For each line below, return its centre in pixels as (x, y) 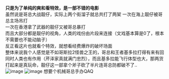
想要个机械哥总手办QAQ (68, 71)
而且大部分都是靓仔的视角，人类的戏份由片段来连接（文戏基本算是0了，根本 (85, 33)
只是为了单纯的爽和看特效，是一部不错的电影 (52, 8)
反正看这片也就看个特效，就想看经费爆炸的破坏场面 (59, 46)
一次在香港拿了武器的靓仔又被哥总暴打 (45, 27)
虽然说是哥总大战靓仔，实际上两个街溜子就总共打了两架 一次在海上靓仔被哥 (84, 14)
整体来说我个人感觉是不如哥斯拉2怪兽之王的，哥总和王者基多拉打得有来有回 (85, 52)
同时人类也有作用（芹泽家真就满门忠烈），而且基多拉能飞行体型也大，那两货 (84, 58)
